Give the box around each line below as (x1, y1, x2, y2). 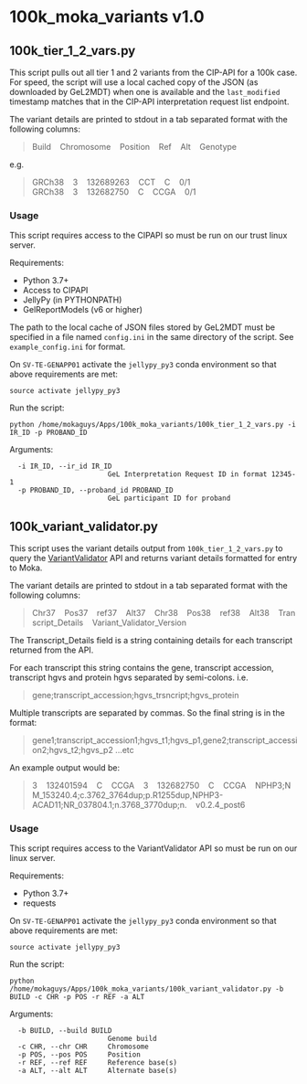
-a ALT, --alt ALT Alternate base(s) (17, 1067, 178, 1076)
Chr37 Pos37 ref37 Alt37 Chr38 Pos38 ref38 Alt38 (31, 608, 270, 619)
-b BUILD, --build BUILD (17, 1026, 112, 1036)
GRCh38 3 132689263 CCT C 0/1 (31, 176, 191, 187)
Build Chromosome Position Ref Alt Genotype (31, 142, 238, 152)
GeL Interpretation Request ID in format (107, 470, 268, 479)
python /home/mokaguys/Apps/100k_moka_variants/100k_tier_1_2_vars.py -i (9, 420, 297, 430)
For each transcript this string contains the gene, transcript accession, (9, 663, 274, 674)
